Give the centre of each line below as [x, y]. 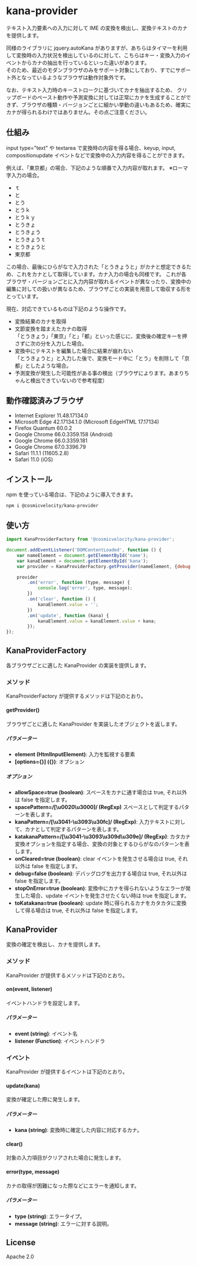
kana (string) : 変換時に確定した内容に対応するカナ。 [79, 1130]
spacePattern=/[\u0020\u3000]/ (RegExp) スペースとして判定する [97, 807]
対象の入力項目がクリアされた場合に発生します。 [65, 1158]
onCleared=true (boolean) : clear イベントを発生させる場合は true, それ [101, 859]
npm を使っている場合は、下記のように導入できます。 [71, 495]
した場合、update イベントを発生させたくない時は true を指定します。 [105, 896]
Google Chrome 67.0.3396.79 [50, 446]
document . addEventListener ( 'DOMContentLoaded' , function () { [84, 550]
